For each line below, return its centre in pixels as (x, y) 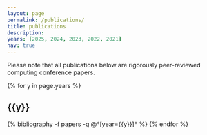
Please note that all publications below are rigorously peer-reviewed (104, 65)
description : (26, 33)
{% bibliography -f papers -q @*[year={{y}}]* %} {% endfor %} (98, 124)
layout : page (26, 13)
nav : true (21, 45)
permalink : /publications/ (46, 20)
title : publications (37, 26)
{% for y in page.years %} (44, 86)
